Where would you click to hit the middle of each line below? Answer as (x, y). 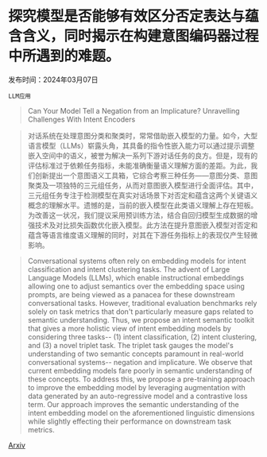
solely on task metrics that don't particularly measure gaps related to (141, 312)
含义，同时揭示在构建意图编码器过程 (141, 36)
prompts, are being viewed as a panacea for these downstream (131, 294)
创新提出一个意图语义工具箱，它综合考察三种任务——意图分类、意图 (146, 175)
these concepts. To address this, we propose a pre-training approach (141, 379)
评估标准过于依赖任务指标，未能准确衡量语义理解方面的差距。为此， (139, 165)
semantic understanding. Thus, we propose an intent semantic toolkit (141, 320)
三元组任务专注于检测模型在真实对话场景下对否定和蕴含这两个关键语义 (143, 195)
